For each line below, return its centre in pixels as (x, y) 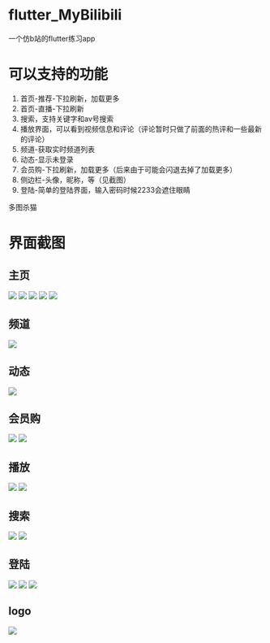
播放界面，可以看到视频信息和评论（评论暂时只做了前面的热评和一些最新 (141, 128)
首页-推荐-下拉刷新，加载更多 (70, 98)
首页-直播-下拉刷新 (52, 108)
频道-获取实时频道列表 (58, 149)
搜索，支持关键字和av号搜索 (67, 119)
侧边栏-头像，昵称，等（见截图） (75, 180)
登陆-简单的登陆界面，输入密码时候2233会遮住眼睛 (105, 189)
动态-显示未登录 (47, 159)
